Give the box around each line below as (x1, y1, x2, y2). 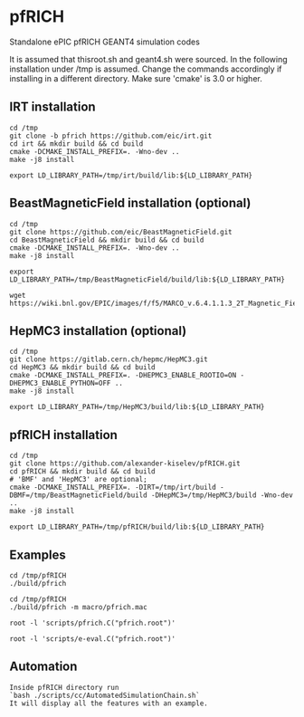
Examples (9, 547, 66, 562)
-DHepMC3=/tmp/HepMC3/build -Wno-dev (150, 491, 294, 500)
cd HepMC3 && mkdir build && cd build (9, 363, 156, 372)
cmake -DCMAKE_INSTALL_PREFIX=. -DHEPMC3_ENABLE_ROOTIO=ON (9, 371, 237, 380)
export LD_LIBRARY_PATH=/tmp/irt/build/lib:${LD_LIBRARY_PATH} (9, 170, 253, 180)
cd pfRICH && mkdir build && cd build (9, 467, 156, 476)
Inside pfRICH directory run (9, 683, 119, 692)
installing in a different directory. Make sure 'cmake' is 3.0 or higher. (9, 72, 262, 83)
